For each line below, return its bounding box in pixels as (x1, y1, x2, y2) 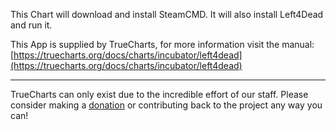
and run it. (10, 19, 53, 31)
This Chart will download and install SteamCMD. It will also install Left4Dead (10, 9, 324, 20)
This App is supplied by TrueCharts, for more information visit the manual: (10, 39, 315, 50)
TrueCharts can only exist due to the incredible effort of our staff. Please (10, 89, 309, 100)
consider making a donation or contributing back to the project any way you (10, 99, 323, 111)
